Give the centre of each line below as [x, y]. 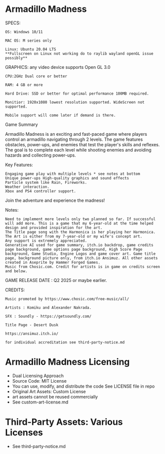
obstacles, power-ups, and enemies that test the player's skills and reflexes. [82, 144]
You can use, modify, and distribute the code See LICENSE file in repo [83, 386]
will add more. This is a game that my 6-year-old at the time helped [79, 223]
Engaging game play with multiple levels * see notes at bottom [73, 174]
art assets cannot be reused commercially [55, 397]
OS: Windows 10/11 [24, 32]
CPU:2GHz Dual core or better [36, 76]
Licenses [24, 433]
